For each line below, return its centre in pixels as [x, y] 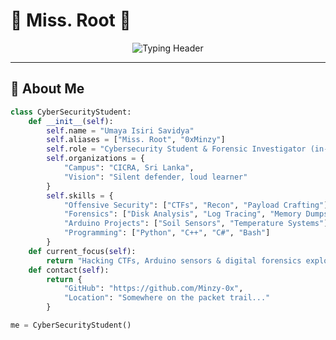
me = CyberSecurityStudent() [71, 325]
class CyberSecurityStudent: [71, 112]
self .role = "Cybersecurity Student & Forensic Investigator [176, 149]
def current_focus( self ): [82, 251]
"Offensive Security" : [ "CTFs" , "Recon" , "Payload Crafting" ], [198, 205]
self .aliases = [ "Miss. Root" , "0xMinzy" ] [136, 140]
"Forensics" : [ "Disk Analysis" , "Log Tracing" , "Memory [182, 214]
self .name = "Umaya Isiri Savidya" [120, 130]
